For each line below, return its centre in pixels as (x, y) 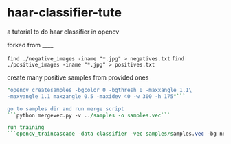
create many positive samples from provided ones (78, 77)
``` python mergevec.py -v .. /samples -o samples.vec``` (89, 115)
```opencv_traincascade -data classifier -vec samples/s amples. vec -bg (112, 134)
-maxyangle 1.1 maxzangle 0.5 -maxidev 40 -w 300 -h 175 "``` (97, 96)
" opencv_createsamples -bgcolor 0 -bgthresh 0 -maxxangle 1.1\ (100, 90)
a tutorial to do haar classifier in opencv (63, 32)
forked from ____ (30, 45)
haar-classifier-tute (65, 13)
